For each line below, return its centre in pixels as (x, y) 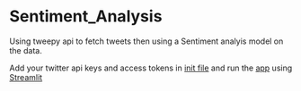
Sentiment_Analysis (86, 17)
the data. (26, 50)
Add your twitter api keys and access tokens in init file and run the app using (151, 68)
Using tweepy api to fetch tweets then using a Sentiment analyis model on (146, 41)
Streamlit (26, 77)
